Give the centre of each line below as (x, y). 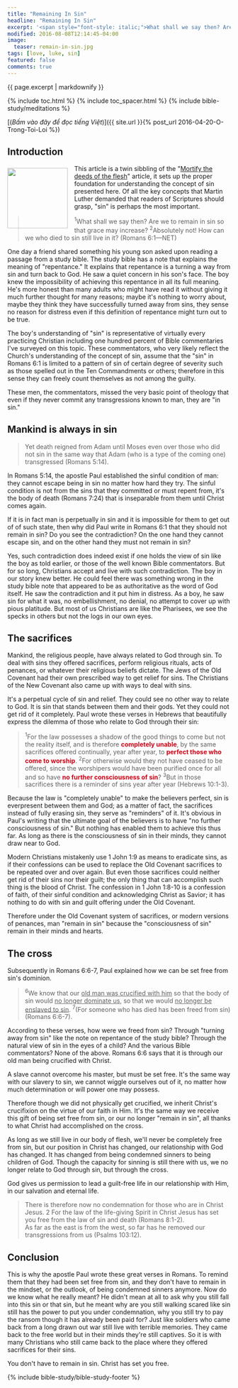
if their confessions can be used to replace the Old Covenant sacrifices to (115, 865)
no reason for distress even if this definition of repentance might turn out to (117, 312)
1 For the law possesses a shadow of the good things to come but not (125, 737)
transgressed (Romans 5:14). (67, 461)
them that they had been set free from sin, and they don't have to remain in (117, 1282)
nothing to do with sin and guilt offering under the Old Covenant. (101, 903)
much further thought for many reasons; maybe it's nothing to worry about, (117, 297)
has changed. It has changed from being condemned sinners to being (109, 1155)
